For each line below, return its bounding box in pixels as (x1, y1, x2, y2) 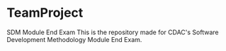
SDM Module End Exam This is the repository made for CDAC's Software (6, 28, 219, 36)
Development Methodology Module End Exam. (6, 35, 142, 43)
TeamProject (6, 5, 84, 21)
